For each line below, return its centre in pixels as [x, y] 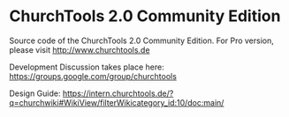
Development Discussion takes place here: [87, 67]
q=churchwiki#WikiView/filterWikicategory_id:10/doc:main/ [117, 102]
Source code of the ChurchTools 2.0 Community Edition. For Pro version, [141, 40]
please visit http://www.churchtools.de [80, 49]
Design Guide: [35, 93]
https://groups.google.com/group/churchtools [93, 76]
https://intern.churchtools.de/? [118, 93]
